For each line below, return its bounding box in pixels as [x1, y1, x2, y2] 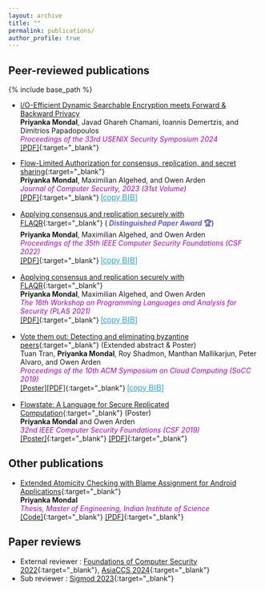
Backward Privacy [19, 109, 80, 118]
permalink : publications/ [8, 26, 94, 34]
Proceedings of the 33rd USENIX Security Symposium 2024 [19, 134, 219, 144]
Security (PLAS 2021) [19, 306, 90, 316]
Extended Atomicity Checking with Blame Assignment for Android [19, 477, 237, 488]
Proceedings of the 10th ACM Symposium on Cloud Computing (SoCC [19, 365, 251, 376]
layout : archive [8, 11, 62, 20]
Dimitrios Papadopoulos [19, 126, 99, 136]
